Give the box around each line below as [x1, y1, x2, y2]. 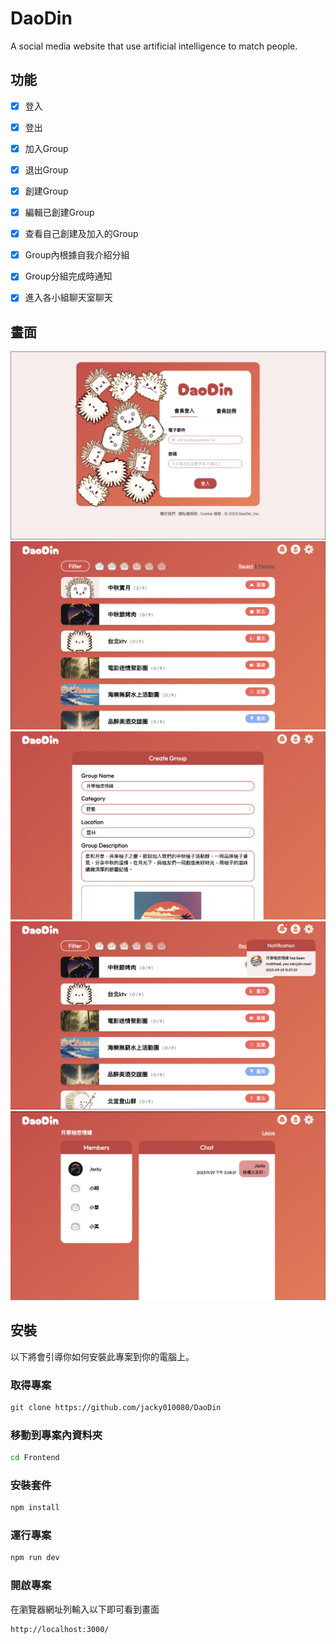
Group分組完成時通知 [24, 270, 113, 282]
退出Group [24, 163, 69, 176]
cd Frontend [10, 1453, 60, 1463]
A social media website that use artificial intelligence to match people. [10, 40, 298, 52]
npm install [10, 1503, 60, 1513]
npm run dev [10, 1553, 60, 1563]
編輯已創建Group [24, 207, 95, 219]
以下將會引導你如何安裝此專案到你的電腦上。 [10, 1350, 195, 1362]
